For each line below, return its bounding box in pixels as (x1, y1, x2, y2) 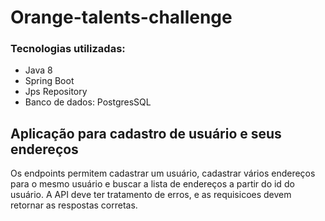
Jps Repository (24, 86, 88, 98)
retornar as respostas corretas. (10, 199, 138, 211)
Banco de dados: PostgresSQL (24, 96, 152, 108)
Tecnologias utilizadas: (10, 42, 126, 56)
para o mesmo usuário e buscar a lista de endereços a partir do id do (10, 178, 295, 190)
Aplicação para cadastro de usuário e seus (10, 125, 282, 142)
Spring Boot (24, 75, 75, 87)
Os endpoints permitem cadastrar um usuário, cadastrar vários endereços (10, 167, 316, 180)
